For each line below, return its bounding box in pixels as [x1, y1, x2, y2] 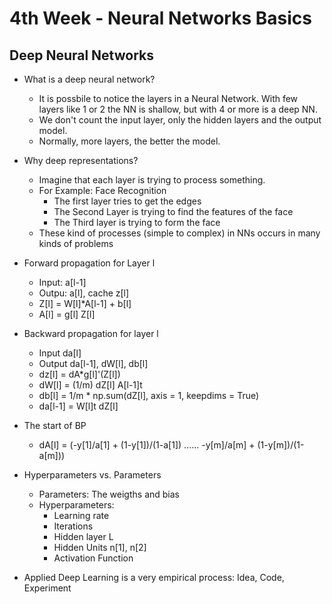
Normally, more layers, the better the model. [38, 135, 221, 147]
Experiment [23, 582, 72, 594]
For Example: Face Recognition [38, 185, 167, 196]
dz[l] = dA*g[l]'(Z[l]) [38, 368, 121, 380]
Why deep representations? [23, 155, 139, 166]
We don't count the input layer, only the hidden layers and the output [38, 114, 322, 126]
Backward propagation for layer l [23, 328, 159, 339]
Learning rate [53, 510, 110, 521]
